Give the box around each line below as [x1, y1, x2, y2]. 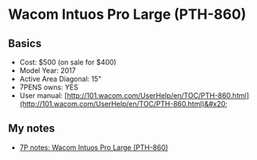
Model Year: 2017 [19, 66, 76, 75]
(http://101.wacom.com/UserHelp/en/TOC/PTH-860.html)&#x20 [19, 100, 226, 108]
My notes [8, 122, 56, 135]
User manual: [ [19, 91, 67, 100]
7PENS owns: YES [19, 82, 78, 92]
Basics [8, 37, 42, 50]
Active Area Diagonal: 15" [19, 75, 102, 83]
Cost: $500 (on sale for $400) [19, 57, 117, 67]
